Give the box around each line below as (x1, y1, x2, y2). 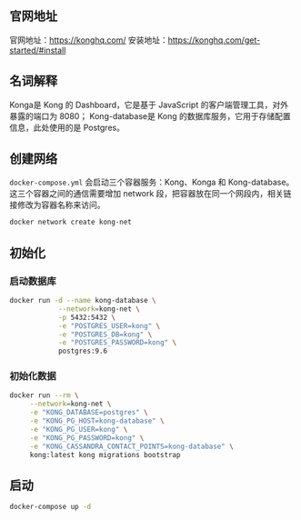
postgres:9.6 (57, 346, 107, 356)
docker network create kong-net (9, 217, 132, 227)
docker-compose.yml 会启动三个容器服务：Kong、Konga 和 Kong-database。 (9, 176, 295, 188)
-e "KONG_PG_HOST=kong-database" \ (29, 416, 166, 425)
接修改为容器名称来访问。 (9, 199, 105, 211)
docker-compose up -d (9, 503, 92, 512)
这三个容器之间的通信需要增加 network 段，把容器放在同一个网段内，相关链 (9, 188, 292, 199)
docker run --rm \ (9, 391, 79, 400)
